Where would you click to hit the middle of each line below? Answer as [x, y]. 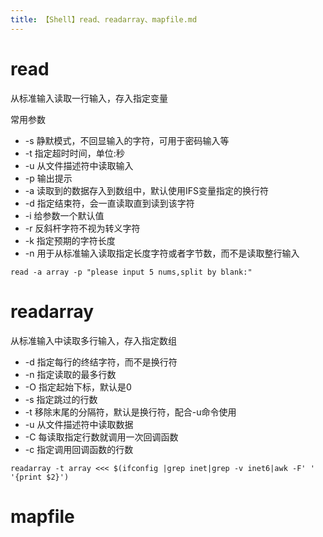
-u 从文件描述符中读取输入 [79, 165]
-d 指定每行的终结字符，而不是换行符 [101, 362]
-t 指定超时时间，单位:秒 [74, 153]
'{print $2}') [40, 477]
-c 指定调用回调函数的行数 [79, 449]
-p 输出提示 [48, 178]
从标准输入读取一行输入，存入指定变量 [89, 98]
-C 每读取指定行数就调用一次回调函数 [101, 437]
